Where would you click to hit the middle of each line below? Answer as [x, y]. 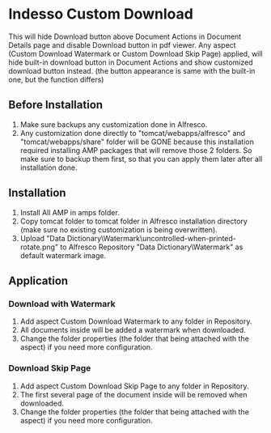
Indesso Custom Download [101, 14]
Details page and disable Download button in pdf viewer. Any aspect [122, 45]
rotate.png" [39, 247]
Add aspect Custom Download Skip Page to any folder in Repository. [134, 386]
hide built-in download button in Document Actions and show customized [131, 62]
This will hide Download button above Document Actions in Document [125, 36]
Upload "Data [43, 238]
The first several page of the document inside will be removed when [134, 394]
